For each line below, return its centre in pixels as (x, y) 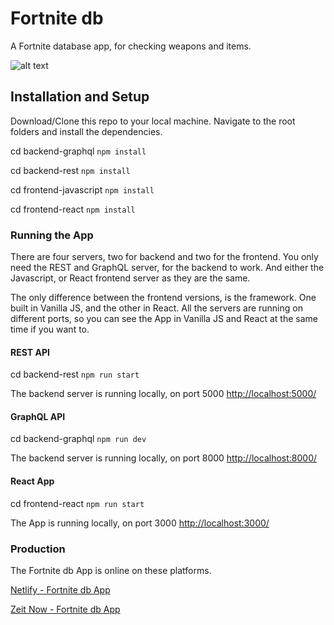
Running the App (52, 235)
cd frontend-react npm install (73, 209)
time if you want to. (50, 329)
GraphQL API (38, 416)
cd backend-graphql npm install (78, 151)
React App (32, 481)
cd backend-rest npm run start (75, 374)
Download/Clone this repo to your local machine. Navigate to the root (153, 121)
